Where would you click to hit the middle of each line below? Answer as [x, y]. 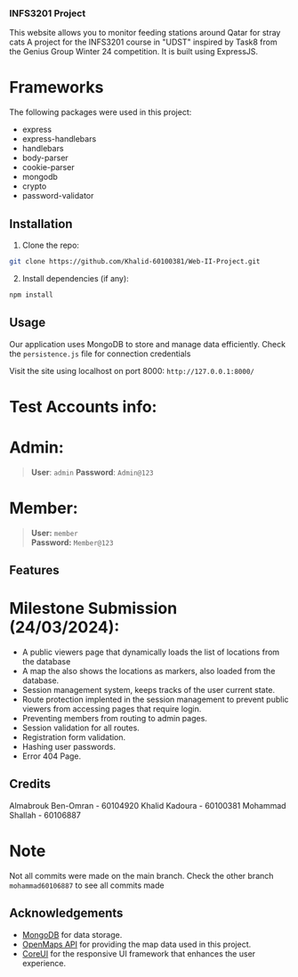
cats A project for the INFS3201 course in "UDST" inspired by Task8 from [143, 42]
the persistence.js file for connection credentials [100, 354]
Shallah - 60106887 [45, 815]
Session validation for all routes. [81, 728]
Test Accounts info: [83, 407]
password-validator [58, 196]
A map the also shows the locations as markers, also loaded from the [149, 671]
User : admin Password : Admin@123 [92, 472]
